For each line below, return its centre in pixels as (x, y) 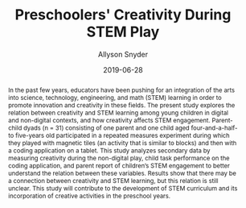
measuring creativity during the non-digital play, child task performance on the (119, 158)
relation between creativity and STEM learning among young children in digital (118, 112)
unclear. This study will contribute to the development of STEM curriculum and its (123, 188)
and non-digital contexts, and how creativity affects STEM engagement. (109, 120)
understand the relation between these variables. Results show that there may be (122, 173)
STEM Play (123, 32)
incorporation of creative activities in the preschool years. (89, 196)
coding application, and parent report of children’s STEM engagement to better (119, 166)
